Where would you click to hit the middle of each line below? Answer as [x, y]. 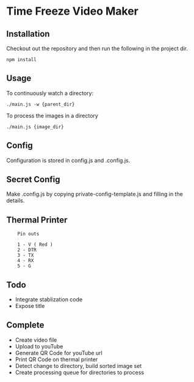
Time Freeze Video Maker [72, 11]
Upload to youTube [39, 346]
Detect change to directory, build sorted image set [78, 365]
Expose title [30, 306]
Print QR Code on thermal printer [56, 359]
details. [16, 200]
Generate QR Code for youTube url [59, 353]
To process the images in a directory [52, 116]
